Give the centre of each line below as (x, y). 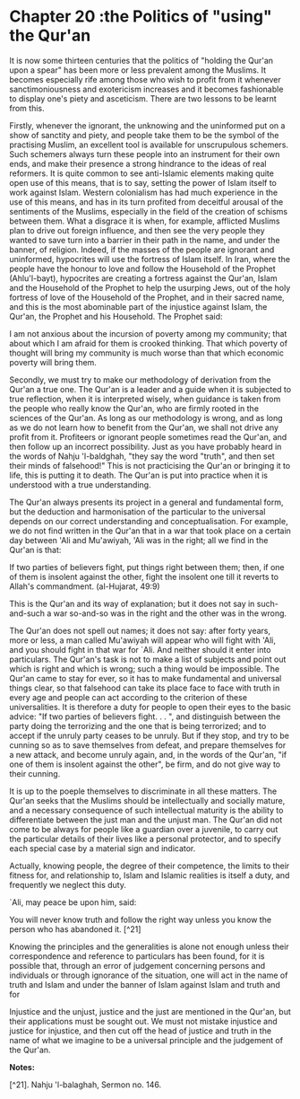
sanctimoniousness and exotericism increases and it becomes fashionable (146, 89)
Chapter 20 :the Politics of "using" (141, 17)
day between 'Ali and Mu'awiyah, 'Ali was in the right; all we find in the (139, 540)
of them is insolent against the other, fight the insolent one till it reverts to (144, 576)
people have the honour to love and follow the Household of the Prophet (142, 268)
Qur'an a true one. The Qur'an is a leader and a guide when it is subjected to (150, 389)
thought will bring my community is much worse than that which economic (147, 353)
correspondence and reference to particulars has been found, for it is (137, 956)
